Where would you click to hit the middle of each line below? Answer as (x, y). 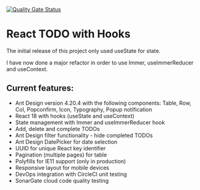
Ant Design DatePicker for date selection (66, 142)
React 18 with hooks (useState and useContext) (75, 116)
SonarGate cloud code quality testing (62, 180)
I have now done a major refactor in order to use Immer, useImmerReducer (100, 62)
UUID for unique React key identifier (60, 148)
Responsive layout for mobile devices (62, 167)
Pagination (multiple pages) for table (61, 155)
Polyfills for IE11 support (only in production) (70, 161)
